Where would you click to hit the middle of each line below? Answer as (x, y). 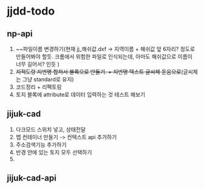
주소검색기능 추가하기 (41, 145)
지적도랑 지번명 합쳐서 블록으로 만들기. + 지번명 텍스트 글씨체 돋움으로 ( (100, 72)
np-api (20, 34)
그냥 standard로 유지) (48, 79)
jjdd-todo (31, 11)
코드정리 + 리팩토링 (39, 87)
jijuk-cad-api (32, 178)
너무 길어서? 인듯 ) (38, 64)
